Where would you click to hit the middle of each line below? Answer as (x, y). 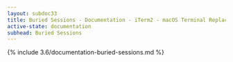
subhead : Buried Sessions (44, 33)
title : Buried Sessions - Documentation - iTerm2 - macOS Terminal (107, 20)
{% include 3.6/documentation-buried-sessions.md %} (86, 52)
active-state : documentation (49, 26)
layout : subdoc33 (32, 13)
